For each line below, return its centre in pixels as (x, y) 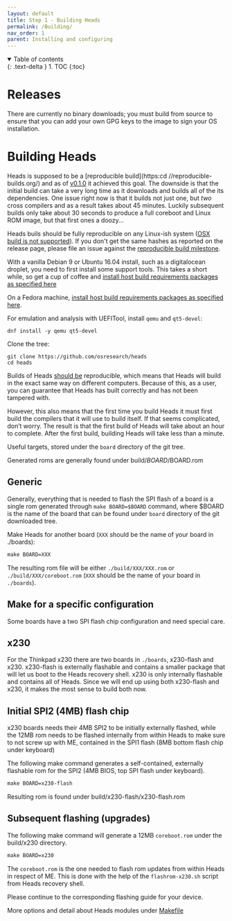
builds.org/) (24, 183)
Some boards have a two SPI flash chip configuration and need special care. (116, 621)
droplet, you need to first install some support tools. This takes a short (107, 269)
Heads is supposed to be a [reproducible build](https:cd (87, 176)
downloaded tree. (32, 521)
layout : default (30, 14)
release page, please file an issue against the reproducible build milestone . (114, 248)
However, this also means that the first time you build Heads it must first (110, 411)
